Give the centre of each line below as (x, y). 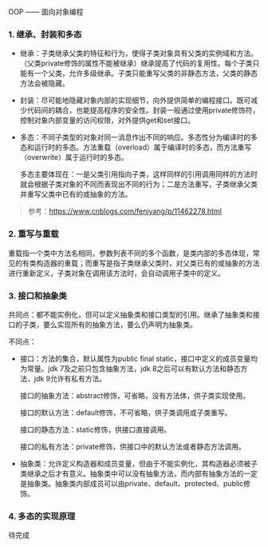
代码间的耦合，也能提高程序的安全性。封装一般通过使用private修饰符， (143, 110)
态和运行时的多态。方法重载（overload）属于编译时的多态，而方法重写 (136, 147)
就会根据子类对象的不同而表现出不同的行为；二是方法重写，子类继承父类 (138, 184)
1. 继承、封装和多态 (45, 34)
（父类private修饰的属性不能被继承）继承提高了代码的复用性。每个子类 (136, 63)
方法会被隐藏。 (44, 83)
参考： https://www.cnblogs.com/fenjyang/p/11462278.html (124, 211)
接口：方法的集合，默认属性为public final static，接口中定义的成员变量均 (138, 358)
